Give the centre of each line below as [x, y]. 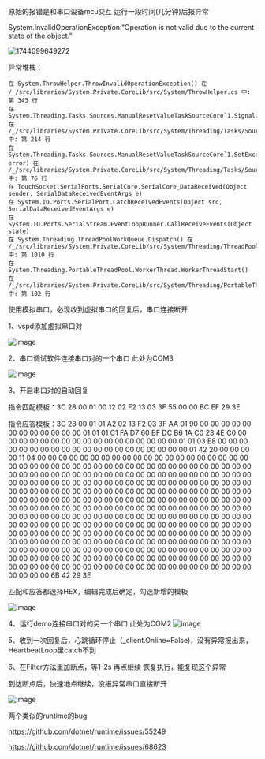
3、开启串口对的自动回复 [49, 390]
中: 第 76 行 [28, 178]
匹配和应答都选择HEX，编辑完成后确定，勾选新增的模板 [98, 591]
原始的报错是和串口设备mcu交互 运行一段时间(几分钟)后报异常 [108, 11]
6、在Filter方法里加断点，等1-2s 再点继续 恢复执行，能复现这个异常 [117, 667]
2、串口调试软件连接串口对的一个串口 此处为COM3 [91, 358]
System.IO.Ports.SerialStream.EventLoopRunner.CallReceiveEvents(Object [130, 224]
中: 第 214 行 [30, 140]
